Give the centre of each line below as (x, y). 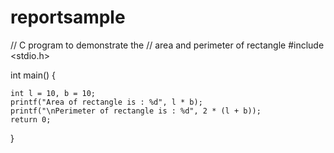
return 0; (31, 119)
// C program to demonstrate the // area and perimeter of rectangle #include (167, 45)
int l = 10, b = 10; (53, 93)
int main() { (33, 75)
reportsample (68, 17)
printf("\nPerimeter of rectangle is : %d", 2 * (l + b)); (136, 111)
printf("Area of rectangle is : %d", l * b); (106, 102)
